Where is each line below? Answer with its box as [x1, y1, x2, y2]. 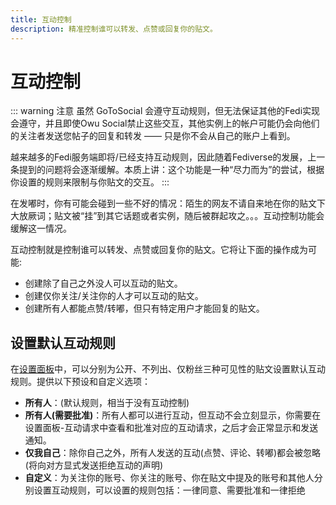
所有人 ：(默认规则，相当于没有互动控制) [24, 397, 190, 409]
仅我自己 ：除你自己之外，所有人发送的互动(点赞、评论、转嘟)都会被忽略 [24, 447, 322, 459]
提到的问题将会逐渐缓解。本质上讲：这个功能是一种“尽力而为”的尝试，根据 [18, 164, 325, 176]
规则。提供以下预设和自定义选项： [10, 376, 151, 388]
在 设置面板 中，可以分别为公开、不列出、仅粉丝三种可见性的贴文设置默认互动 [10, 363, 326, 375]
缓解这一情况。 [10, 222, 72, 235]
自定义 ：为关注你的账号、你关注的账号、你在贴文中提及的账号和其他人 [24, 472, 315, 484]
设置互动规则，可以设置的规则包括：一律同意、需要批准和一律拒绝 [33, 484, 306, 496]
